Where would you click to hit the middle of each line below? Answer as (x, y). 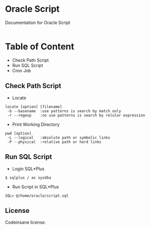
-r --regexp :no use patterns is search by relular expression (76, 115)
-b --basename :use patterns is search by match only (64, 111)
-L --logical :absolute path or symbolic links (59, 137)
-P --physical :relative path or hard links (54, 142)
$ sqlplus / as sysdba (28, 178)
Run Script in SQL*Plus (35, 186)
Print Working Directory (36, 124)
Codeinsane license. (26, 222)
